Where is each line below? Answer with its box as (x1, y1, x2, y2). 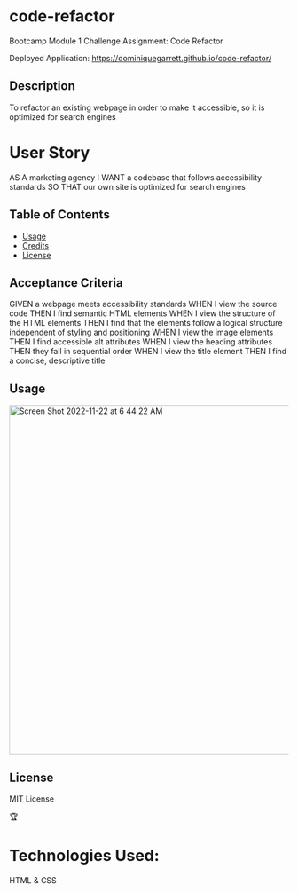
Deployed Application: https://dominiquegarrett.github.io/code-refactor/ (9, 52, 272, 63)
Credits (21, 240, 50, 250)
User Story (9, 142, 90, 162)
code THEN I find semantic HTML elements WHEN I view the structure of (9, 308, 276, 319)
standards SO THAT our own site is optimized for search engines (9, 181, 246, 192)
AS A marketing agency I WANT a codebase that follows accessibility (9, 171, 263, 183)
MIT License (9, 793, 55, 804)
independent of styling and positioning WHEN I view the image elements (9, 327, 274, 338)
